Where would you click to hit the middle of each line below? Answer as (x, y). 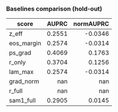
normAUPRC (91, 24)
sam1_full (23, 100)
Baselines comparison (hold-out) (54, 9)
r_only (18, 62)
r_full (16, 91)
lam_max (21, 72)
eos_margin (25, 43)
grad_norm (24, 82)
